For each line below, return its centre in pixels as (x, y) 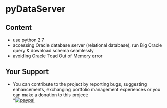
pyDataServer (35, 9)
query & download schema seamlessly (53, 50)
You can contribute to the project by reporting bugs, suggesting (80, 84)
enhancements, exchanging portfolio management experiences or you (87, 89)
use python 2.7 (28, 40)
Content (19, 28)
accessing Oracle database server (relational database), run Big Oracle (87, 45)
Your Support (27, 72)
